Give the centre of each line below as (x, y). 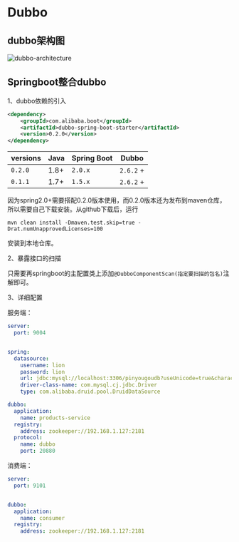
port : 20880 (38, 451)
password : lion (43, 372)
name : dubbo (38, 444)
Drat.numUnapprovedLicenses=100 (55, 229)
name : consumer (43, 518)
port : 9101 (30, 486)
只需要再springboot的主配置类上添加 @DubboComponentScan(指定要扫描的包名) (116, 273)
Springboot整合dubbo (57, 82)
